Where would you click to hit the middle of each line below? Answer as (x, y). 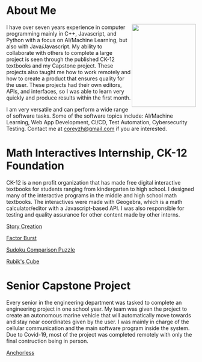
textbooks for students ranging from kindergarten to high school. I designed (100, 189)
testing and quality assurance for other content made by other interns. (93, 214)
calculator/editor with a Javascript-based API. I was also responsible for (95, 208)
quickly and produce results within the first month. (69, 98)
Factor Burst (22, 238)
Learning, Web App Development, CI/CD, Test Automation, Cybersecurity (97, 122)
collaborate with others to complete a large (60, 52)
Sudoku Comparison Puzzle (41, 249)
